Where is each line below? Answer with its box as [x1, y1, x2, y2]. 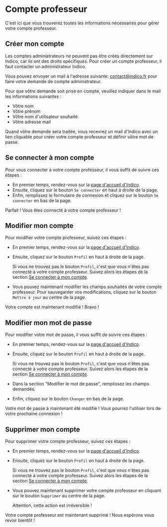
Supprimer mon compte [5, 425, 81, 433]
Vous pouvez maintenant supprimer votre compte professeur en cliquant [12, 488, 162, 493]
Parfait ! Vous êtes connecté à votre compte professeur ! [5, 207, 121, 213]
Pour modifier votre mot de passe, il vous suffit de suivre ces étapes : [5, 332, 148, 338]
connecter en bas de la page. [12, 198, 72, 204]
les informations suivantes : [5, 93, 62, 99]
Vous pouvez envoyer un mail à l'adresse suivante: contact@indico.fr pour [5, 73, 158, 79]
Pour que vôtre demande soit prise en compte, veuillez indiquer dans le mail [5, 88, 161, 94]
